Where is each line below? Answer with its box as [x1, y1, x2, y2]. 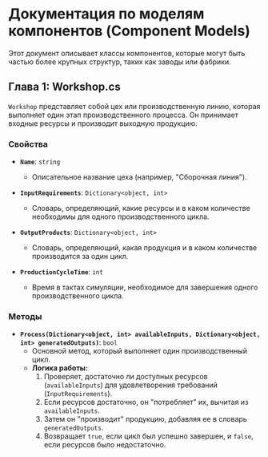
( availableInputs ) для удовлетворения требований [43, 380, 218, 390]
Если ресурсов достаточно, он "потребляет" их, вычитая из [43, 398, 249, 407]
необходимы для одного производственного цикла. [31, 212, 210, 221]
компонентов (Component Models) [8, 22, 250, 40]
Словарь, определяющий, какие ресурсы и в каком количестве [31, 204, 250, 213]
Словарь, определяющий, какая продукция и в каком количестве [31, 243, 258, 253]
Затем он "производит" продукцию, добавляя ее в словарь [43, 415, 248, 424]
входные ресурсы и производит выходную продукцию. [8, 118, 198, 128]
